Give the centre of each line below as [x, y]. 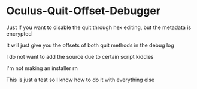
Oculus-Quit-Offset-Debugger [83, 11]
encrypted [19, 33]
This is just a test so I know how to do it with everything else [80, 80]
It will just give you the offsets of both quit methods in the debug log [90, 45]
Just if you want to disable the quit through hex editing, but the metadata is [99, 27]
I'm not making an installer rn [42, 68]
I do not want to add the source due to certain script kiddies [80, 56]
